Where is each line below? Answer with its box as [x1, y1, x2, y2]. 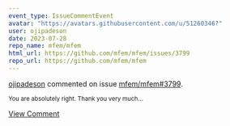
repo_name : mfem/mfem [8, 42, 82, 50]
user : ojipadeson [8, 27, 67, 35]
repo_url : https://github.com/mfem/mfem [8, 57, 147, 65]
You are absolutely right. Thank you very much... [8, 94, 143, 103]
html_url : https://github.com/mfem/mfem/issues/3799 [8, 49, 190, 57]
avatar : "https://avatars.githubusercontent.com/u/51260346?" [8, 19, 223, 27]
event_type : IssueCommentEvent [8, 11, 114, 20]
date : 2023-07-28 [8, 34, 67, 43]
